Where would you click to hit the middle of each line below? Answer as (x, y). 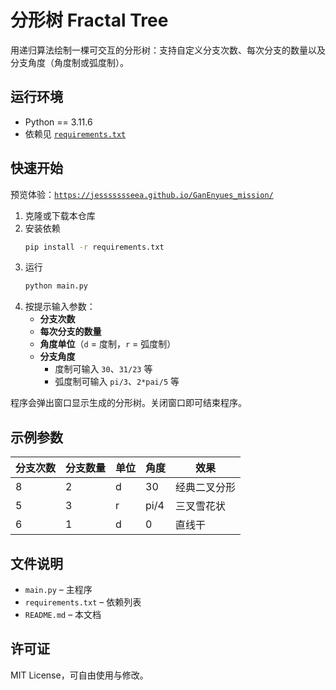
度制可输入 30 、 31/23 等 (103, 369)
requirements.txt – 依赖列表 (83, 602)
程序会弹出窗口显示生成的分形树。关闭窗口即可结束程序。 (128, 403)
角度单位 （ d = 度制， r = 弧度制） (108, 344)
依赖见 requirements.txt (75, 133)
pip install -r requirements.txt (94, 247)
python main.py (56, 286)
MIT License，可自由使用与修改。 (79, 675)
